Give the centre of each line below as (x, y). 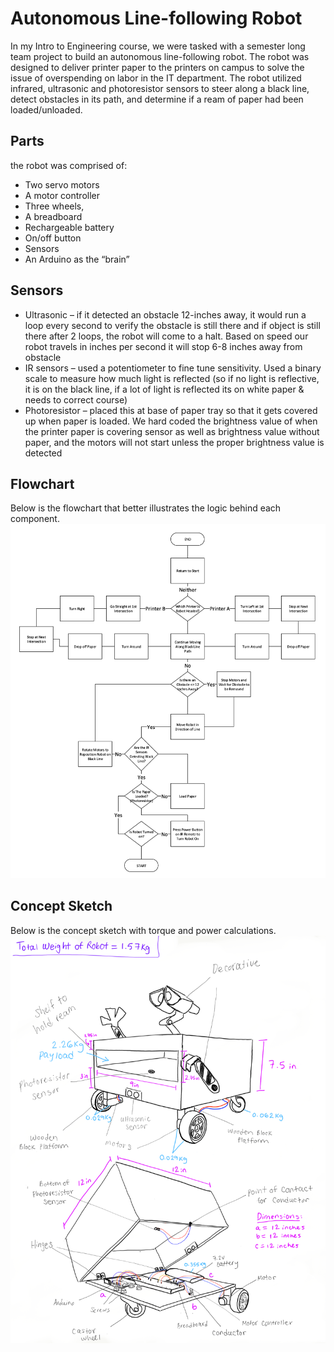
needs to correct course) (76, 399)
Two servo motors (62, 184)
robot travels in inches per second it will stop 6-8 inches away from (163, 346)
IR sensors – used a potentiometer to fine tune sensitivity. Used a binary (173, 368)
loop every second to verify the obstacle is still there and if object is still (172, 325)
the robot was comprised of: (69, 165)
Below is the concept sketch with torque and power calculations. (143, 930)
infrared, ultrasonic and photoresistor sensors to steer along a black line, (160, 88)
